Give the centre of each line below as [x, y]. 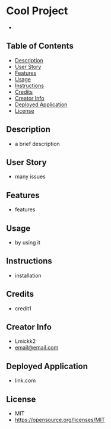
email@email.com [37, 348]
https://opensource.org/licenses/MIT [60, 420]
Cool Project [37, 11]
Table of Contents [40, 46]
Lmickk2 [25, 341]
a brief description [37, 144]
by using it [27, 242]
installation [28, 275]
